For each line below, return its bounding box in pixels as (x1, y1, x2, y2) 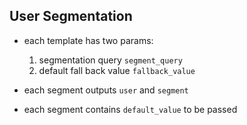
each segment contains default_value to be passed (23, 103, 238, 115)
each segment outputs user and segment (23, 84, 189, 96)
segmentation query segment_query (38, 54, 183, 66)
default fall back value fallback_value (38, 64, 196, 76)
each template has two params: (23, 34, 154, 46)
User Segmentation (9, 8, 133, 25)
